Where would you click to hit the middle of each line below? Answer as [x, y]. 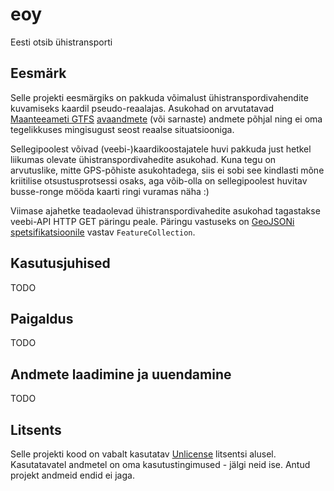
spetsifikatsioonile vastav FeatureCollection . [103, 232]
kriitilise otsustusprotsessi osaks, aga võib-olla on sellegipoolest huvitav [159, 180]
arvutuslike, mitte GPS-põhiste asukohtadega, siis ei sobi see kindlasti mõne [167, 170]
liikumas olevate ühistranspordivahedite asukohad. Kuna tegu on [143, 159]
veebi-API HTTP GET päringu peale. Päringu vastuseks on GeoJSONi [152, 221]
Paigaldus [42, 318]
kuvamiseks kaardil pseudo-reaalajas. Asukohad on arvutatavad [142, 108]
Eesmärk [38, 73]
